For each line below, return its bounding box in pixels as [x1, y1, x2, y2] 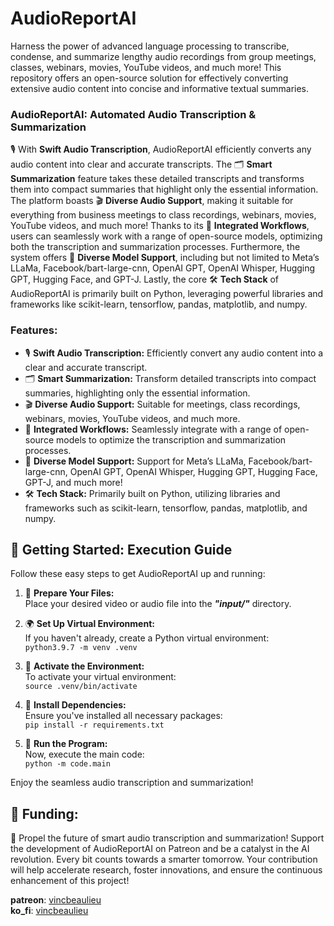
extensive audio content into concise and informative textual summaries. [10, 82, 310, 94]
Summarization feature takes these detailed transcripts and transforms [10, 173, 305, 185]
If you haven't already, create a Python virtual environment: [24, 632, 270, 644]
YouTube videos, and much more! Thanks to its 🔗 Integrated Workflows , [10, 220, 310, 232]
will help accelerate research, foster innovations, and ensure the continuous [10, 864, 323, 876]
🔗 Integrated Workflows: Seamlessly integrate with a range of [24, 423, 283, 435]
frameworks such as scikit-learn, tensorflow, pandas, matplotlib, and [24, 502, 308, 514]
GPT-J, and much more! [24, 476, 123, 488]
